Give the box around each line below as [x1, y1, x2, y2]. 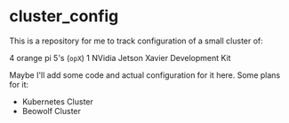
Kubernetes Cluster [21, 96, 93, 107]
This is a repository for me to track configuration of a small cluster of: [9, 35, 264, 46]
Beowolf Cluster [21, 105, 82, 116]
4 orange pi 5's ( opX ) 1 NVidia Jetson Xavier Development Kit [9, 52, 231, 63]
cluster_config [9, 6, 119, 27]
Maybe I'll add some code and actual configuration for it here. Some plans [9, 69, 281, 81]
